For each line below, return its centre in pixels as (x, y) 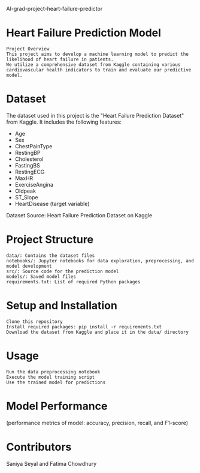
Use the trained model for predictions (56, 382)
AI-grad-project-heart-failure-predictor (54, 9)
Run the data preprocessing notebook (53, 372)
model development (29, 266)
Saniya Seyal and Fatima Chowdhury (51, 463)
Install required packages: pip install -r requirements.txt (84, 327)
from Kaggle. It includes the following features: (64, 122)
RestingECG (30, 172)
